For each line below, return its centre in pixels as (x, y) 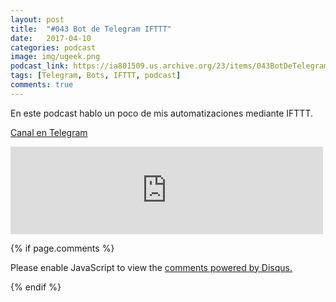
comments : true (42, 85)
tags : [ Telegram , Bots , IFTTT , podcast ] (96, 76)
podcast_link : (40, 66)
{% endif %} (36, 287)
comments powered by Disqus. (228, 267)
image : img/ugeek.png (55, 57)
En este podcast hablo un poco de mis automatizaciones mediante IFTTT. (162, 113)
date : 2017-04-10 (51, 38)
